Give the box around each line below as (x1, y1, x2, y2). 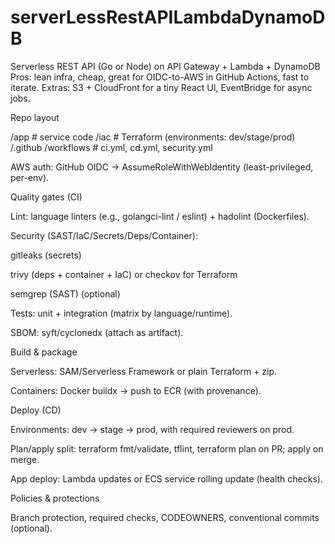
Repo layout (10, 111, 60, 123)
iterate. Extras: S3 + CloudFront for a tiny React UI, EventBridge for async (10, 81, 313, 93)
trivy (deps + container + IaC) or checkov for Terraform (10, 268, 238, 280)
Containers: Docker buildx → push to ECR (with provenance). (10, 384, 262, 396)
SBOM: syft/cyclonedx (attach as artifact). (10, 326, 184, 338)
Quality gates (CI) (10, 191, 83, 203)
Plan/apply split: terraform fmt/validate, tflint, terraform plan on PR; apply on (10, 442, 324, 455)
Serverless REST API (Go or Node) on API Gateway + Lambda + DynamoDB (10, 60, 321, 72)
